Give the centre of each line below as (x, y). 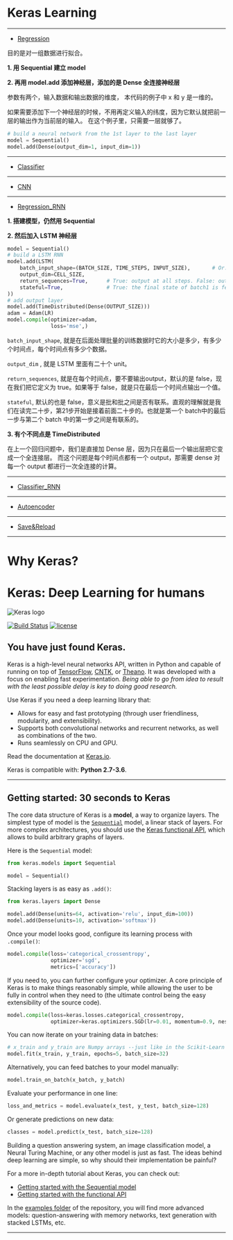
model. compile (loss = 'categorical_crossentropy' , (79, 954)
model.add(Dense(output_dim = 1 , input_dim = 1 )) (74, 147)
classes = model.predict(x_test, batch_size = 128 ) (80, 1132)
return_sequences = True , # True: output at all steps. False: (118, 281)
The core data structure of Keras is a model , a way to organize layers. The (113, 815)
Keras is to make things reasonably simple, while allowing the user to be (110, 987)
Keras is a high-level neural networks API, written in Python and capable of (114, 664)
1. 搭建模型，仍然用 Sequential (51, 221)
